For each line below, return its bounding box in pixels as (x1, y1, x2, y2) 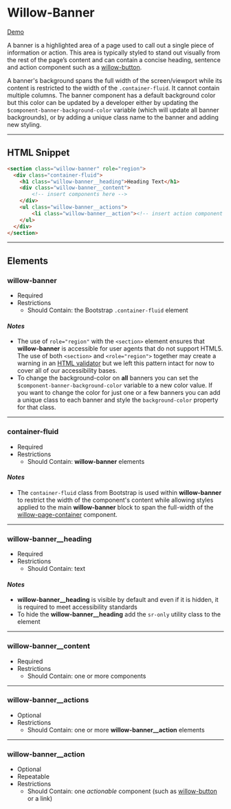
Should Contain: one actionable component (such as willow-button (27, 787, 218, 795)
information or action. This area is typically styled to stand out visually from (7, 48, 221, 57)
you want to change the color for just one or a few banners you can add (16, 389, 221, 397)
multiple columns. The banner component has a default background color (7, 91, 216, 99)
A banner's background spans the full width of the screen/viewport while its (7, 76, 222, 84)
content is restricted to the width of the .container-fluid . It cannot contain (7, 84, 220, 92)
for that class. (16, 403, 56, 411)
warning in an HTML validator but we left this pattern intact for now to (16, 359, 214, 367)
